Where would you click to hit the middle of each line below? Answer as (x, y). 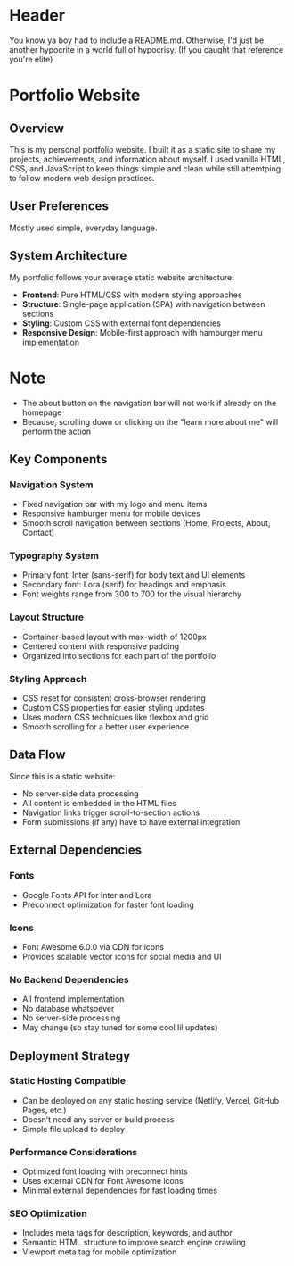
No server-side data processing (81, 793)
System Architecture (68, 256)
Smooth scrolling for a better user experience (106, 727)
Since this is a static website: (62, 776)
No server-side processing (71, 1018)
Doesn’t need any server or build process (98, 1119)
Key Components (58, 459)
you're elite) (31, 59)
